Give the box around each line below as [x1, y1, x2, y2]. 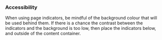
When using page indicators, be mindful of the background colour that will [5, 15, 158, 21]
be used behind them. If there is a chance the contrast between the [5, 20, 143, 26]
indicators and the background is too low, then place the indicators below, [5, 25, 157, 31]
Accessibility [5, 4, 38, 11]
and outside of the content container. [5, 31, 81, 37]
